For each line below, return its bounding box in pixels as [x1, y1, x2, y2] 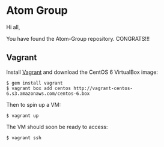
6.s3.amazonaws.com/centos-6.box [6, 91, 90, 97]
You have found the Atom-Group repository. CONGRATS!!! [6, 35, 150, 42]
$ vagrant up [6, 112, 39, 119]
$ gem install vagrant [6, 80, 63, 86]
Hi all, [6, 23, 20, 31]
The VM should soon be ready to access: [6, 123, 108, 130]
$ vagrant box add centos [6, 85, 71, 91]
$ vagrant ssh [6, 134, 42, 141]
